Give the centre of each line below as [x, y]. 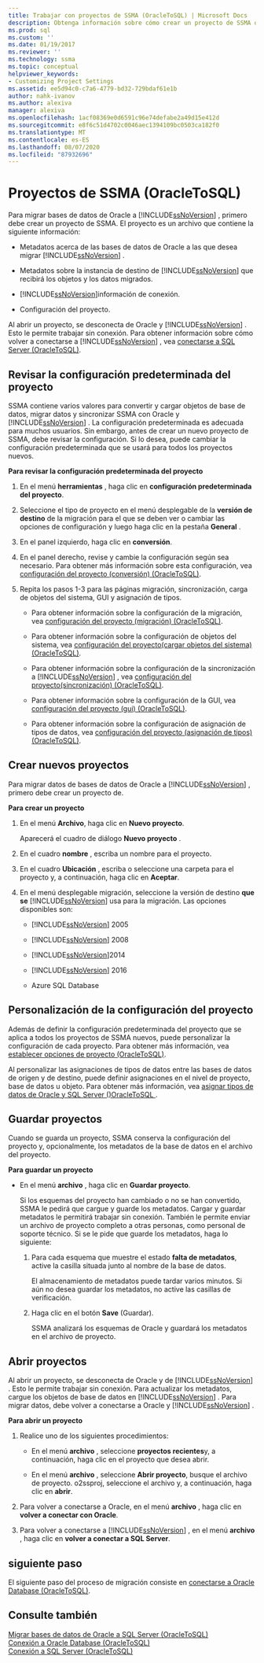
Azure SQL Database [65, 985]
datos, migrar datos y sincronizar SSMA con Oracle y [94, 414]
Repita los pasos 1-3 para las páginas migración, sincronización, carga [134, 589]
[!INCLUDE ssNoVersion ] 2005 [80, 924]
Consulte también [53, 1615]
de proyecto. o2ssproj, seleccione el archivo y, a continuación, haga [141, 1483]
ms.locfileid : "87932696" [50, 154]
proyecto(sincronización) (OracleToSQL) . [97, 685]
